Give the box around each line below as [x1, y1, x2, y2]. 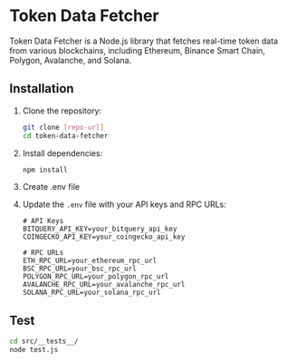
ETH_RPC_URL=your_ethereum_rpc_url [22, 256, 158, 266]
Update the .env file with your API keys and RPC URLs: [22, 199, 226, 210]
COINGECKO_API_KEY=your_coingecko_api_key [22, 232, 186, 241]
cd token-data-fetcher [22, 131, 109, 141]
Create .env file [22, 181, 80, 192]
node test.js [9, 346, 59, 355]
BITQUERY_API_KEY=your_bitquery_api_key [22, 224, 177, 234]
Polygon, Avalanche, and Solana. [9, 54, 132, 65]
